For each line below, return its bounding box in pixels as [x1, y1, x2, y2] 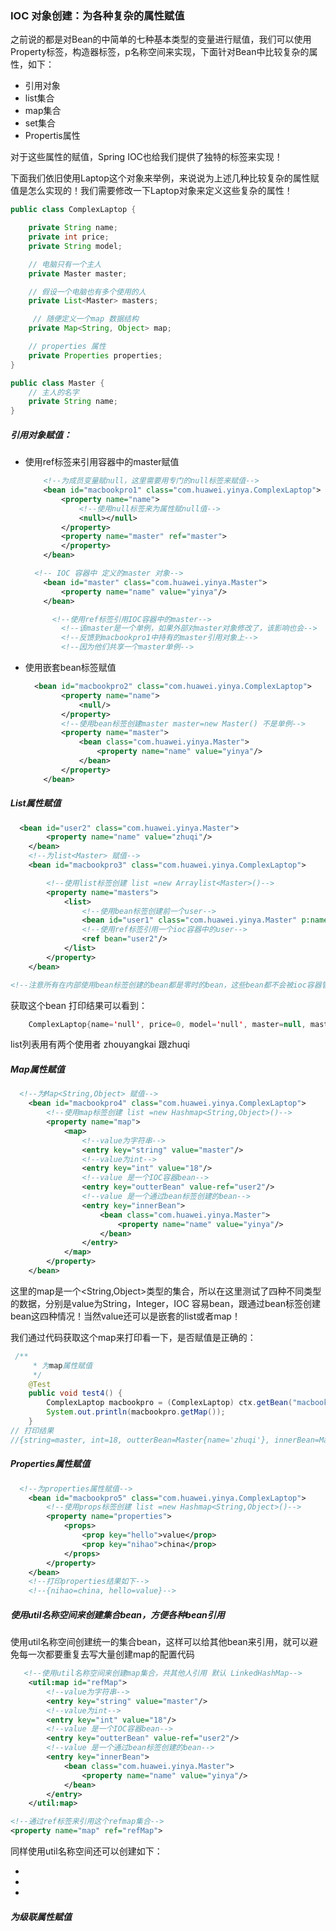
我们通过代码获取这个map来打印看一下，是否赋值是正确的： [10, 1331, 257, 1343]
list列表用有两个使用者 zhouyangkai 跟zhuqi [10, 1038, 191, 1051]
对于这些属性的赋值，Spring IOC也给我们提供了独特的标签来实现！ [10, 151, 283, 163]
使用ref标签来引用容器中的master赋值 [24, 456, 180, 468]
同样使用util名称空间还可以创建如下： [10, 1845, 163, 1857]
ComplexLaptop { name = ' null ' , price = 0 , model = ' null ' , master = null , [28, 1019, 307, 1029]
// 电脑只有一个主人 [28, 259, 102, 269]
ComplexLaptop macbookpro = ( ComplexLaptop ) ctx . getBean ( [46, 1398, 293, 1408]
